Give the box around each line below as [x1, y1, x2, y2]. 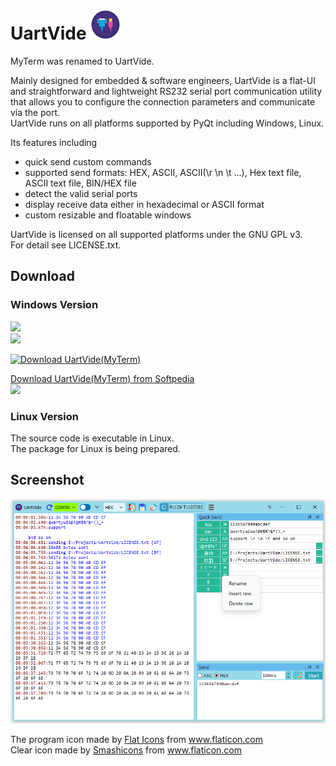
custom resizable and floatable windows [24, 209, 192, 221]
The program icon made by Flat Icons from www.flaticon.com [10, 733, 263, 745]
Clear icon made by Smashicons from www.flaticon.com [10, 744, 243, 756]
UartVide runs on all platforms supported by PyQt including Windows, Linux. [10, 117, 325, 129]
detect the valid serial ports [24, 187, 138, 199]
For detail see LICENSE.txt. [10, 239, 122, 251]
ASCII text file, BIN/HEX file [24, 177, 137, 189]
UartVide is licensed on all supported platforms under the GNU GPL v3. [10, 228, 303, 240]
